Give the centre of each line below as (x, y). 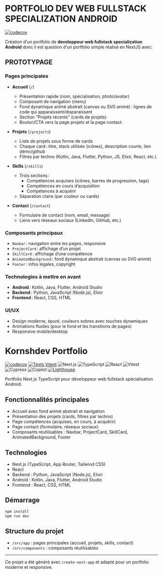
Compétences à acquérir (51, 191)
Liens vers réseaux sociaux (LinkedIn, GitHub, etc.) (70, 220)
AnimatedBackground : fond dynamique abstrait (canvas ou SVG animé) (81, 259)
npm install (17, 511)
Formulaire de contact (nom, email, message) (65, 215)
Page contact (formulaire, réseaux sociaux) (55, 427)
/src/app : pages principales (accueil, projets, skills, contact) (73, 543)
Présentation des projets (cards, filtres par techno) (62, 417)
